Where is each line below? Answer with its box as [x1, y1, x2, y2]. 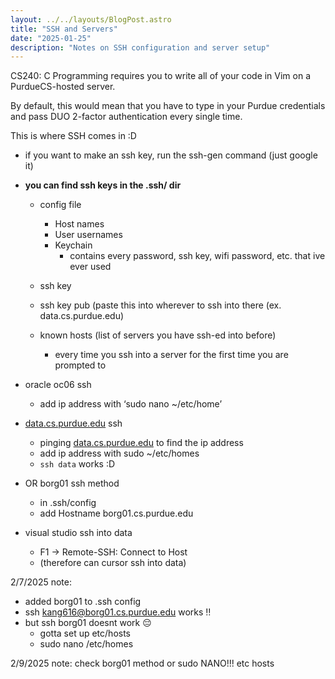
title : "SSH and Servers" [10, 24, 118, 34]
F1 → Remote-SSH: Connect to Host [39, 546, 188, 558]
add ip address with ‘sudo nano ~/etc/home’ [39, 398, 223, 410]
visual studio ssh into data [24, 527, 133, 539]
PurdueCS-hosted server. [10, 81, 116, 93]
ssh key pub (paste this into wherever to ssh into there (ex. [39, 299, 282, 311]
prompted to [54, 359, 107, 371]
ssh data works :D [39, 458, 116, 470]
